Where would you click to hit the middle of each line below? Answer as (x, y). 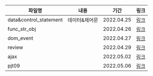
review (15, 47)
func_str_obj (22, 29)
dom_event (20, 38)
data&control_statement (35, 20)
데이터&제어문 (83, 20)
